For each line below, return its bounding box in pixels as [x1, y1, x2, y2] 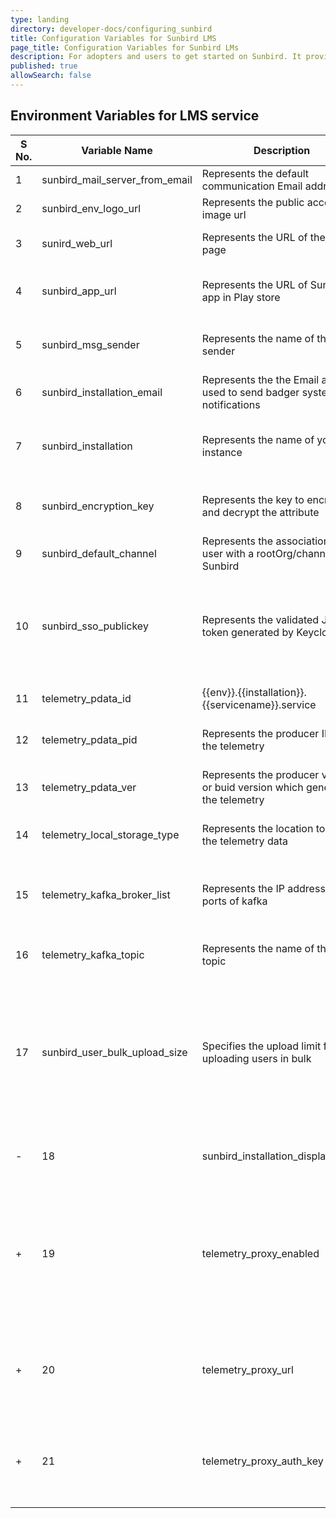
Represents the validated [201, 612, 320, 626]
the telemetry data [201, 834, 288, 848]
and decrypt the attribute [201, 505, 320, 519]
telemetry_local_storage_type [41, 827, 180, 841]
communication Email [201, 179, 303, 193]
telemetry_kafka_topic [41, 947, 145, 961]
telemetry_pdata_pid [41, 732, 138, 746]
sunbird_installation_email [41, 385, 163, 399]
